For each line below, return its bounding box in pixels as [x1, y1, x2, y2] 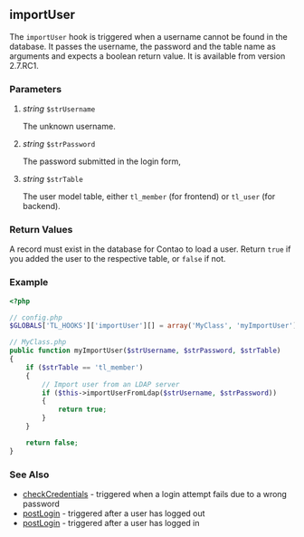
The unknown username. [22, 121, 116, 132]
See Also [9, 468, 50, 481]
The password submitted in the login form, [22, 156, 181, 167]
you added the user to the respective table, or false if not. [9, 254, 226, 264]
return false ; [25, 438, 79, 447]
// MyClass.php [9, 338, 67, 347]
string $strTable [22, 174, 83, 185]
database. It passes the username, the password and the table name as [9, 41, 276, 52]
